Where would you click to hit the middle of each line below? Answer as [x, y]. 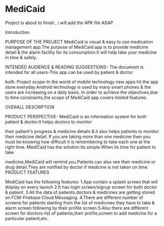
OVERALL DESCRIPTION [30, 107]
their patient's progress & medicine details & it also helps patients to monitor [82, 131]
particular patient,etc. [27, 218]
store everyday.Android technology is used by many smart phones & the [78, 87]
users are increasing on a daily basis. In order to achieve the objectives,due [82, 92]
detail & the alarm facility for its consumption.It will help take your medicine [81, 52]
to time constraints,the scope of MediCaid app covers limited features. [76, 97]
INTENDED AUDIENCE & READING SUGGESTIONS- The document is [74, 67]
